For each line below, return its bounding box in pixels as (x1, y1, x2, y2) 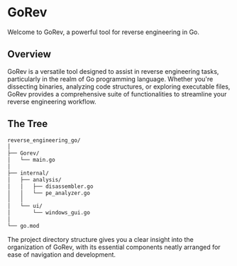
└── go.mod (7, 222, 40, 229)
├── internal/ (7, 170, 50, 177)
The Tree (7, 118, 48, 130)
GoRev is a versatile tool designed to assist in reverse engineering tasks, (7, 67, 219, 75)
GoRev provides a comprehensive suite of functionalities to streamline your (7, 89, 227, 98)
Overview (7, 48, 52, 60)
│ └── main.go (7, 157, 55, 164)
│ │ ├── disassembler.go (7, 182, 94, 190)
